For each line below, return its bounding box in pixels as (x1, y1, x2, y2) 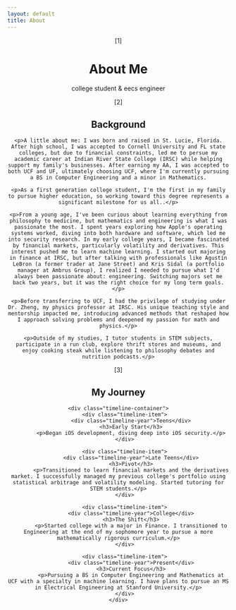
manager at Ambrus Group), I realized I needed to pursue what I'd (17, 267, 220, 274)
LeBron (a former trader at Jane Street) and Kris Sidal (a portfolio (13, 261, 224, 268)
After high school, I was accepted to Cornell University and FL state (11, 143, 226, 150)
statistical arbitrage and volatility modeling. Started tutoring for (13, 479, 224, 486)
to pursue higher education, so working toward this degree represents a (8, 193, 229, 200)
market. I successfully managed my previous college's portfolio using (11, 473, 226, 480)
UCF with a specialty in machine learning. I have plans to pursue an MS (8, 578, 229, 585)
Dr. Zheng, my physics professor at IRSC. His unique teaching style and (8, 304, 229, 311)
